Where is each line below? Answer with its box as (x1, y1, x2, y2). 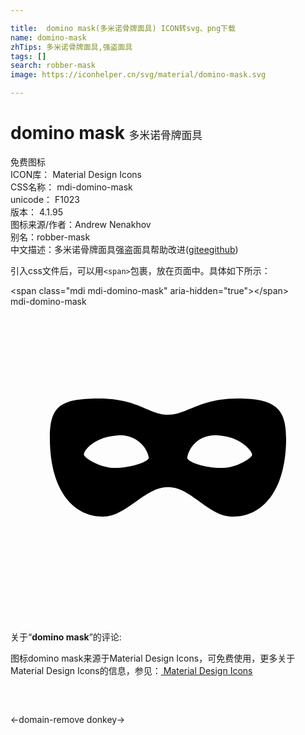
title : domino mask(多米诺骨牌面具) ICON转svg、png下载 (10, 23, 236, 33)
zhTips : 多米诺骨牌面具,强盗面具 (10, 42, 133, 52)
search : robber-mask (10, 61, 97, 71)
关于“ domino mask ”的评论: (10, 631, 122, 643)
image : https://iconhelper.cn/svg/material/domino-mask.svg (10, 70, 267, 80)
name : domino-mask (10, 32, 87, 43)
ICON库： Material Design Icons (10, 168, 142, 180)
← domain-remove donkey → (10, 713, 126, 725)
